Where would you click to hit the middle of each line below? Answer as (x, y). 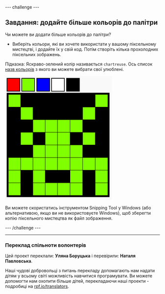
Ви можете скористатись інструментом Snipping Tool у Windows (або (78, 208)
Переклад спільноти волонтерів (46, 245)
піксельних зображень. (37, 54)
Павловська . (19, 261)
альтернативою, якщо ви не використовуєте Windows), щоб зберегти (78, 213)
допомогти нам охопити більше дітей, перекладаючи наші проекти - (77, 281)
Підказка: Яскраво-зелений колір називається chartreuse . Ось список (79, 64)
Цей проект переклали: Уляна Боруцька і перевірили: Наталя (70, 256)
